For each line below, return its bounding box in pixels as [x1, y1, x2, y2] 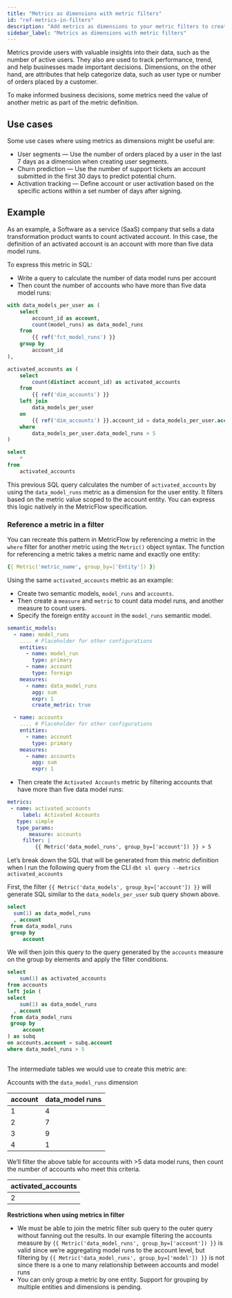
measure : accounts [28, 831, 81, 837]
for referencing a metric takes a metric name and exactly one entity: [7, 550, 200, 559]
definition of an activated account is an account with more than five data [7, 240, 213, 248]
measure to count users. [17, 603, 87, 612]
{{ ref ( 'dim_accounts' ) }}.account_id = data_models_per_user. [32, 417, 217, 424]
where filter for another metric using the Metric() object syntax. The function [7, 543, 225, 551]
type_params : [16, 824, 54, 831]
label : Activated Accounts [22, 811, 100, 818]
